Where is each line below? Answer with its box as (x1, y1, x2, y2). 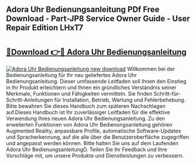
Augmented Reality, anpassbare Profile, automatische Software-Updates (6, 128, 181, 134)
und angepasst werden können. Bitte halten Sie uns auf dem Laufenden (6, 140, 178, 146)
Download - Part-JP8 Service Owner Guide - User (6, 14, 190, 24)
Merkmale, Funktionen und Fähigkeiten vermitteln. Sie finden (6, 90, 153, 97)
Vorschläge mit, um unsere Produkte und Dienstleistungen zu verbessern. (6, 152, 184, 159)
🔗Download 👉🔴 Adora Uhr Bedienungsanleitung (6, 47, 187, 57)
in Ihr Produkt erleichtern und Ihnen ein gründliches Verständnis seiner (6, 84, 177, 91)
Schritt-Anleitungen (6, 96, 53, 103)
